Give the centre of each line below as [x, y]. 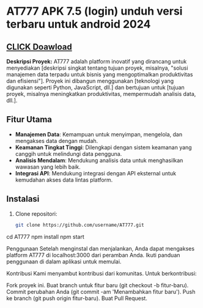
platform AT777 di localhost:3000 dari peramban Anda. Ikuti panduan [93, 255]
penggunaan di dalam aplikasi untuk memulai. [64, 262]
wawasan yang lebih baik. [48, 167]
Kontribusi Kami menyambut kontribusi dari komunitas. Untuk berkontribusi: [102, 273]
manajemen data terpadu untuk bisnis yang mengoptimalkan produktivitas [100, 74]
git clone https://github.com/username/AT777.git [80, 225]
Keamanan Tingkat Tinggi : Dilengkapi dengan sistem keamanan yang [103, 147]
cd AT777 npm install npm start [45, 237]
